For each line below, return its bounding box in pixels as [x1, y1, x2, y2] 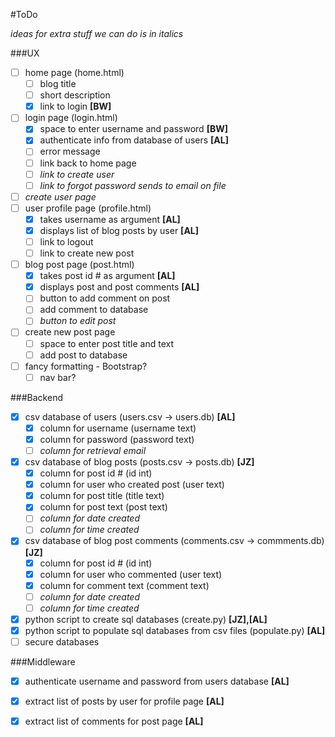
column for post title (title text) [39, 490, 165, 502]
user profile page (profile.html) [24, 202, 152, 214]
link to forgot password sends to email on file [39, 179, 227, 191]
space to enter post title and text [39, 337, 175, 349]
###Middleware [10, 656, 76, 668]
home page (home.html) [24, 67, 125, 78]
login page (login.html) [24, 112, 118, 124]
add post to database [39, 349, 128, 361]
